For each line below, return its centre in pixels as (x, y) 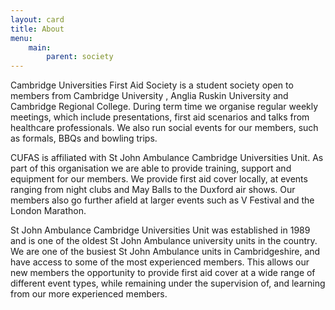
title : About (37, 29)
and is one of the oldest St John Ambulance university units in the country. (164, 241)
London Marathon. (48, 211)
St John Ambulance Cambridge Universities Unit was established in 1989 (160, 230)
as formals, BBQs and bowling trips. (84, 138)
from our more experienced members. (89, 294)
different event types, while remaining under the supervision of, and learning (168, 283)
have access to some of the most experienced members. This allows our (160, 262)
